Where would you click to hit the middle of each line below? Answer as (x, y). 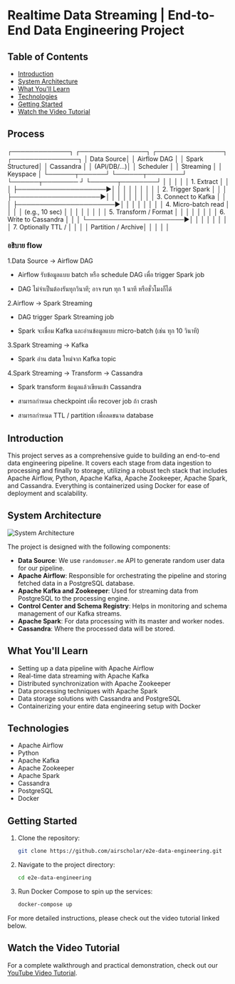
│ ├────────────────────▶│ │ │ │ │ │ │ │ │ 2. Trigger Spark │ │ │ (117, 189)
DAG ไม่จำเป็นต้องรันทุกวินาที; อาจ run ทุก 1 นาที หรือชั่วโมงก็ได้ (95, 289)
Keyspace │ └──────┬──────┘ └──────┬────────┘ (97, 174)
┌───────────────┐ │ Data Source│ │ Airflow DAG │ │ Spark (105, 159)
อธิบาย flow (25, 245)
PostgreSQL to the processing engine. (73, 598)
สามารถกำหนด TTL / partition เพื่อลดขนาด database (86, 415)
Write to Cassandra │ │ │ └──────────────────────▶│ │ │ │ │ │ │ (117, 219)
